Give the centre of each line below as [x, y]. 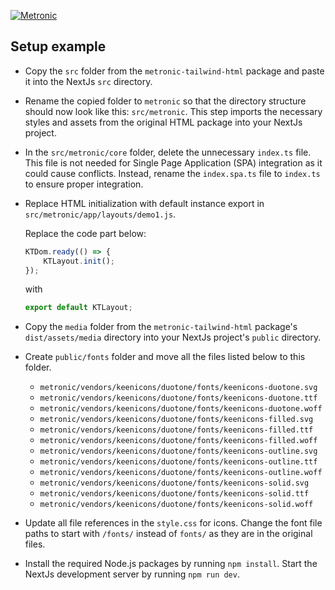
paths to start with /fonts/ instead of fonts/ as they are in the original [168, 534]
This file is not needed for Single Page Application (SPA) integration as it [173, 162]
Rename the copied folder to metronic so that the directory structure [165, 101]
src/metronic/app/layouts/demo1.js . [100, 214]
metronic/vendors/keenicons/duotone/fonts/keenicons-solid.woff [176, 505]
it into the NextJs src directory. [88, 81]
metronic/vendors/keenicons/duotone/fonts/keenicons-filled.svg [176, 420]
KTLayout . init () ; [79, 261]
